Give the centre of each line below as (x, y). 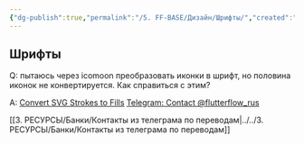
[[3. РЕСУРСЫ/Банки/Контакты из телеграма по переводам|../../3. (137, 120)
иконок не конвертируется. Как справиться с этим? (110, 85)
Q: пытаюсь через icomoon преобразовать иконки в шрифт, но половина (150, 76)
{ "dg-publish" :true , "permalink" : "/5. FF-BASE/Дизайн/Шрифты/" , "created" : (152, 18)
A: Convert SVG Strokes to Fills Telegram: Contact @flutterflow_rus (134, 103)
